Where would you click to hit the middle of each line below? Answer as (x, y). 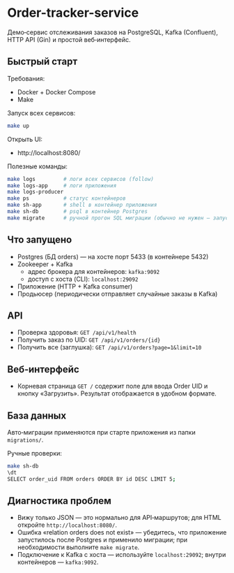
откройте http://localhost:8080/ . (67, 525)
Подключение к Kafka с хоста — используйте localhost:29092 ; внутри (122, 555)
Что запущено (40, 240)
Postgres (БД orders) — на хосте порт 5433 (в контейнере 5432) (113, 256)
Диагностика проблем (59, 501)
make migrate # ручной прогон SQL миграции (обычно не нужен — (109, 218)
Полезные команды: (38, 166)
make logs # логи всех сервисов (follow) (81, 179)
